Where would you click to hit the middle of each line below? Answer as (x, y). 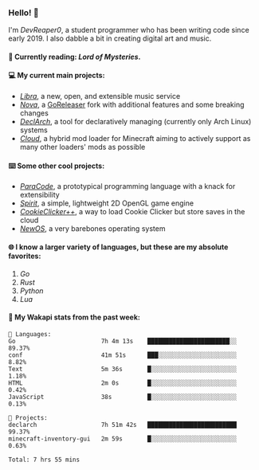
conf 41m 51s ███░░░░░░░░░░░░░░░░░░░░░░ (123, 355)
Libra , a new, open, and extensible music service (100, 96)
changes (34, 113)
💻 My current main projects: (57, 76)
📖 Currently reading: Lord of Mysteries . (75, 57)
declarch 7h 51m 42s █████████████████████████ (123, 425)
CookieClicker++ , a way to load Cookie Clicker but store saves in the (132, 212)
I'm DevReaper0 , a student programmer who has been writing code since (129, 30)
